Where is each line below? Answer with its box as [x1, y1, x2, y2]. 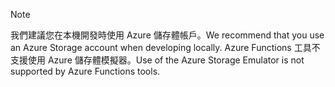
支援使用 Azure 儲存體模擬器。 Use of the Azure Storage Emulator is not [10, 54, 305, 66]
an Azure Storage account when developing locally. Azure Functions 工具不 [10, 42, 321, 53]
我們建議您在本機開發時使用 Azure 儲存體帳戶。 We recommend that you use [10, 29, 325, 41]
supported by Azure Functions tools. [10, 65, 161, 77]
